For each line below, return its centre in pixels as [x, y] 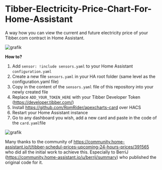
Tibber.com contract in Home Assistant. [45, 38]
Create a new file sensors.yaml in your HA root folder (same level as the [84, 76]
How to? [14, 56]
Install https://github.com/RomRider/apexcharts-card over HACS [76, 107]
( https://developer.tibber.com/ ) [43, 102]
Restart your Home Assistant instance [50, 112]
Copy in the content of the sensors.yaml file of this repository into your [83, 86]
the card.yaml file [29, 123]
